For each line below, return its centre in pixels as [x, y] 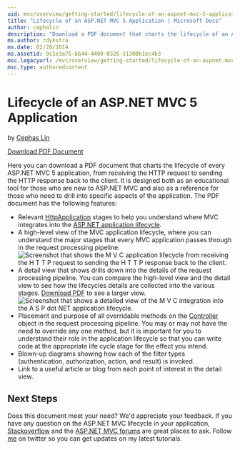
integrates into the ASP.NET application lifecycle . [90, 224]
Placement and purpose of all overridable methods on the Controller [118, 316]
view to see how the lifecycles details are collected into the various [116, 285]
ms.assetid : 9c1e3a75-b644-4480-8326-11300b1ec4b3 [84, 54]
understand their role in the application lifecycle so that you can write [120, 338]
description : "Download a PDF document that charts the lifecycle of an [118, 34]
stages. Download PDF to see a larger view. [82, 293]
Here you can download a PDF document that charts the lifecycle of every [116, 165]
